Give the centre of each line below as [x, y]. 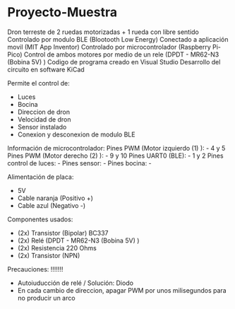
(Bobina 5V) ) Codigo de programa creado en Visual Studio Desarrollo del [114, 62]
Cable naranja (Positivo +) [55, 198]
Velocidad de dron [44, 119]
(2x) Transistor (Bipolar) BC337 [63, 233]
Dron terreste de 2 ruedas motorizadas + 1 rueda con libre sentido [103, 32]
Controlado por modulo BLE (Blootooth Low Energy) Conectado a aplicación [118, 39]
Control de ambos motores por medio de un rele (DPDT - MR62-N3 [121, 54]
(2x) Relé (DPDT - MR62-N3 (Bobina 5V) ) [78, 240]
